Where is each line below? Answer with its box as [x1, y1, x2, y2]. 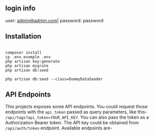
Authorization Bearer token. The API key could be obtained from [5, 120, 139, 126]
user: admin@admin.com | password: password [5, 17, 104, 23]
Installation [5, 32, 42, 41]
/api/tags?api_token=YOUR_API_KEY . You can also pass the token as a [5, 114, 149, 120]
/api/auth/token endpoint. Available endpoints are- [5, 125, 112, 131]
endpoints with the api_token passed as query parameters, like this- [5, 109, 147, 115]
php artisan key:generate [5, 59, 60, 64]
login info [5, 4, 36, 13]
